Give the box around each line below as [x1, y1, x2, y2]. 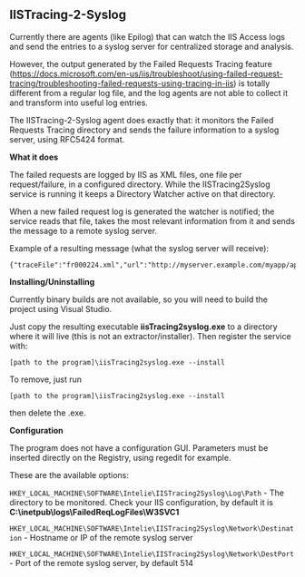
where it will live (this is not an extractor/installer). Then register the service [9, 330, 292, 341]
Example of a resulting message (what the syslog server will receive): [9, 242, 270, 253]
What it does [9, 152, 59, 162]
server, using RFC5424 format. [9, 133, 125, 144]
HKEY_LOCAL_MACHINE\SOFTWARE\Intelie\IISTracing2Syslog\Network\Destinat [9, 523, 295, 533]
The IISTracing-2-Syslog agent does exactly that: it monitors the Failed [9, 114, 274, 125]
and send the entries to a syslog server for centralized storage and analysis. [9, 41, 294, 52]
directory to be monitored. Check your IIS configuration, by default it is [9, 496, 274, 507]
